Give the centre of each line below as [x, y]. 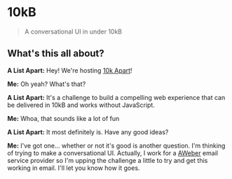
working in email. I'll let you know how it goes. [74, 168]
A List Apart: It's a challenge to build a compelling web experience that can [116, 97]
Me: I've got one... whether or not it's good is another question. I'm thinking [116, 145]
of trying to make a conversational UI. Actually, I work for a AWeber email [113, 153]
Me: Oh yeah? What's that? [47, 84]
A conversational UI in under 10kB [73, 31]
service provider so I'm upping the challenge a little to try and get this [108, 160]
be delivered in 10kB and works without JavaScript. [81, 105]
